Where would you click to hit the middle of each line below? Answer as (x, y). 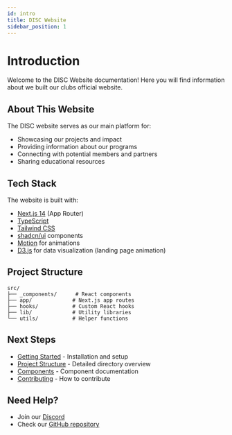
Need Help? (33, 400)
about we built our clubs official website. (65, 87)
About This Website (51, 109)
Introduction (44, 61)
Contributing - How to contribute (64, 378)
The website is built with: (43, 200)
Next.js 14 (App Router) (51, 213)
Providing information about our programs (77, 147)
